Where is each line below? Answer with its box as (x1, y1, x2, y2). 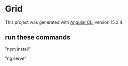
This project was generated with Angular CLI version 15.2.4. (5, 19, 124, 25)
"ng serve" (5, 55, 27, 61)
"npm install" (5, 46, 31, 52)
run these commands (5, 33, 71, 41)
